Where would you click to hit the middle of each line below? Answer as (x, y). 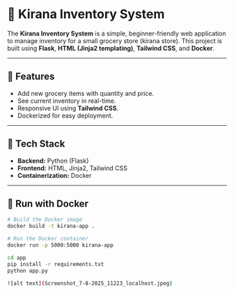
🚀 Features (31, 77)
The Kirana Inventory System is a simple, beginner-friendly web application (117, 33)
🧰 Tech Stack (36, 144)
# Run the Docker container (48, 239)
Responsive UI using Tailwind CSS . (68, 108)
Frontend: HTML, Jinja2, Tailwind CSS (72, 168)
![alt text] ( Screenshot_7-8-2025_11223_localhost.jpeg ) (90, 283)
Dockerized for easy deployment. (65, 115)
